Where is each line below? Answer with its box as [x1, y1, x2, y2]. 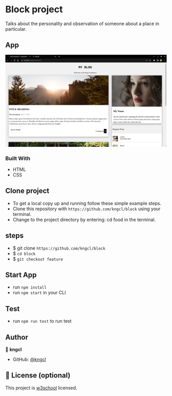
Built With [5, 155, 31, 162]
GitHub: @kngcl [12, 357, 46, 363]
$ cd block [12, 250, 36, 256]
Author [5, 333, 28, 341]
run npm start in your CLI [12, 290, 66, 296]
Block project [5, 4, 63, 15]
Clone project [5, 187, 50, 195]
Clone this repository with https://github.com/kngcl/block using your [12, 206, 161, 212]
